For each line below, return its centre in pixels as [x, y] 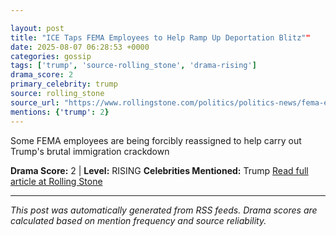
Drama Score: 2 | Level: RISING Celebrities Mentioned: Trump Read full [159, 170]
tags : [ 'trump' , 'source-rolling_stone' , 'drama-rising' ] [133, 66]
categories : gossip [51, 56]
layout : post [37, 28]
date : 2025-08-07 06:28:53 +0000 [80, 47]
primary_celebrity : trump [64, 84]
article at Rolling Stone [56, 181]
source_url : [35, 102]
